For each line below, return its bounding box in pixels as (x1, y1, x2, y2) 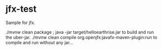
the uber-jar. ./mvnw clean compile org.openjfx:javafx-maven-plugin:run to (5, 34, 158, 40)
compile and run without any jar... (5, 39, 73, 45)
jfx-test (5, 3, 37, 15)
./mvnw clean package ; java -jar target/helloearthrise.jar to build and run (5, 29, 154, 35)
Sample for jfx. (5, 20, 35, 25)
